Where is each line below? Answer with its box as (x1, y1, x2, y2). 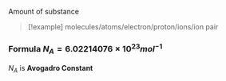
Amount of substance (8, 7, 80, 16)
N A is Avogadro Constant (8, 64, 93, 75)
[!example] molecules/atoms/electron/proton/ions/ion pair (27, 22, 219, 31)
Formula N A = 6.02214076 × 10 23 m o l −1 (8, 41, 163, 56)
